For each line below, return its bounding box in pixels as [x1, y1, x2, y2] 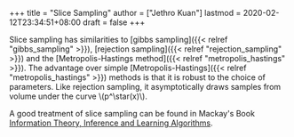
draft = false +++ [83, 17, 146, 28]
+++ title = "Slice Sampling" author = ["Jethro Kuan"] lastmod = [9, 8, 242, 18]
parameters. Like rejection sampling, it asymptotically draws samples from [9, 82, 282, 92]
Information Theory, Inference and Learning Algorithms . [9, 117, 213, 128]
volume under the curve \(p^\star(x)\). [9, 91, 148, 101]
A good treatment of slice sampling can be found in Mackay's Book [9, 109, 256, 118]
